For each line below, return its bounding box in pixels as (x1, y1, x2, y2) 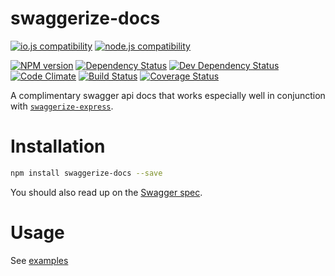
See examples (10, 254, 69, 266)
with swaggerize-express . (10, 100, 114, 112)
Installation (10, 135, 106, 158)
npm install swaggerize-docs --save (10, 168, 163, 178)
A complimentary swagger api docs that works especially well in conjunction (10, 89, 326, 101)
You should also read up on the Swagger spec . (10, 186, 203, 198)
